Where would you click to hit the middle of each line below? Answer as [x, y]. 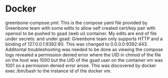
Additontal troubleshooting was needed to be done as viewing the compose [84, 49]
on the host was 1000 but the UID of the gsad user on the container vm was [84, 60]
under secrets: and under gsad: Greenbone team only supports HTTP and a [84, 39]
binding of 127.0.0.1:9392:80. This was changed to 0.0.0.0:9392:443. [77, 44]
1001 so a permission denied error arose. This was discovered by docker [81, 65]
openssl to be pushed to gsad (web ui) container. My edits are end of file [81, 33]
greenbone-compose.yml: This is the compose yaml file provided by [76, 23]
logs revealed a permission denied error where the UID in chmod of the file [83, 55]
